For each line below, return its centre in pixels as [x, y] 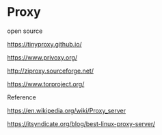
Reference [22, 97]
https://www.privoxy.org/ [42, 57]
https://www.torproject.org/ [46, 84]
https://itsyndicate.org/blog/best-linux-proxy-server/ [81, 123]
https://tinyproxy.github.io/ [44, 44]
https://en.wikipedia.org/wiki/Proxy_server [67, 110]
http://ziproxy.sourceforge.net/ [51, 71]
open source [25, 31]
